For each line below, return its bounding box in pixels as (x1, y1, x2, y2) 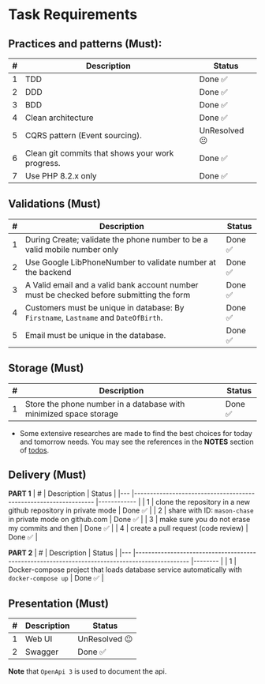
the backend (24, 266, 72, 277)
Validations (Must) (8, 197, 101, 211)
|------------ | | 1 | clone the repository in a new (95, 498, 251, 507)
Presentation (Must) (8, 596, 109, 610)
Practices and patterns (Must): (8, 37, 162, 51)
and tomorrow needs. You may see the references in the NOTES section (19, 437, 254, 446)
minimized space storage (24, 408, 118, 419)
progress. (24, 158, 61, 168)
